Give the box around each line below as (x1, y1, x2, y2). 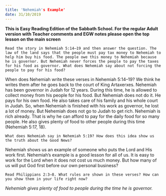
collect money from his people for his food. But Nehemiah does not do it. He (5, 92, 161, 98)
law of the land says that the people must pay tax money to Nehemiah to (5, 50, 162, 55)
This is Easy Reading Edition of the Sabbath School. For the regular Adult (5, 25, 158, 31)
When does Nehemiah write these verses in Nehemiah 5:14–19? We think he (5, 76, 161, 82)
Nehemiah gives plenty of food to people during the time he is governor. (5, 185, 153, 191)
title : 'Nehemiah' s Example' (5, 7, 66, 12)
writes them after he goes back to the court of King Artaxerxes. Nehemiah (5, 82, 157, 88)
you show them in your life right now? (5, 176, 88, 182)
